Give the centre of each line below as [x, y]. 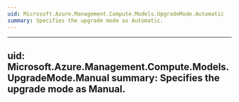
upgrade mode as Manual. [67, 89]
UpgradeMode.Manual [59, 78]
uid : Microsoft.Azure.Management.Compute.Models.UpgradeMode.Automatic [116, 14]
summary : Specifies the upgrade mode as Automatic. [85, 21]
